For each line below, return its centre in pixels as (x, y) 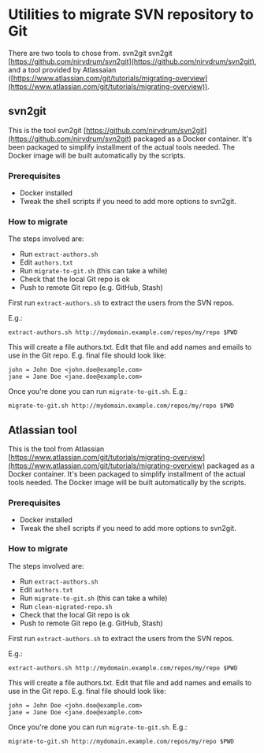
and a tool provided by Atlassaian (62, 69)
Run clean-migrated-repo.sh (66, 606)
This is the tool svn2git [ (47, 130)
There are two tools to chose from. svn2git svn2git (90, 53)
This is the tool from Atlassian (56, 449)
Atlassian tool (43, 430)
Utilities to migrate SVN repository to (131, 15)
